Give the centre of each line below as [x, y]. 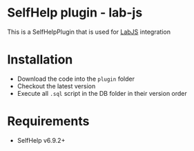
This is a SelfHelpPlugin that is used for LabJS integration [89, 32]
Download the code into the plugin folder [76, 79]
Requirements [48, 121]
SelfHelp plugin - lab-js [75, 13]
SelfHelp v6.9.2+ [41, 140]
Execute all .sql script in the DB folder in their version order [102, 93]
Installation [40, 60]
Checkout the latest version [56, 86]
